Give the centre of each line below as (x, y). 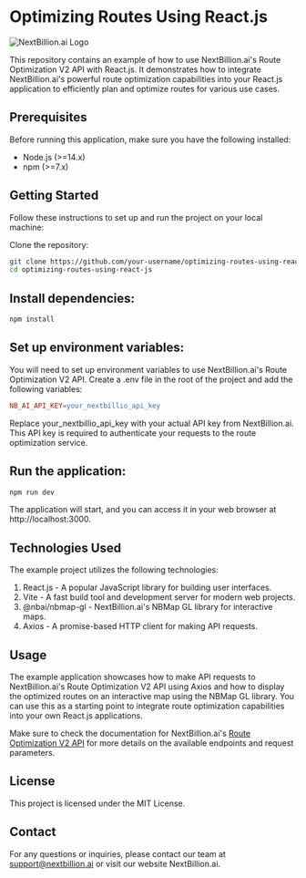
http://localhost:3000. (50, 519)
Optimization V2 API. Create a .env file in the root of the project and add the (151, 379)
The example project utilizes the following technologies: (114, 570)
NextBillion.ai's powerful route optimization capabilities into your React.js (146, 78)
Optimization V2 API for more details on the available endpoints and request (152, 743)
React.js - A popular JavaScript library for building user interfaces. (147, 588)
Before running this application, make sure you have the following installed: (150, 139)
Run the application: (68, 471)
